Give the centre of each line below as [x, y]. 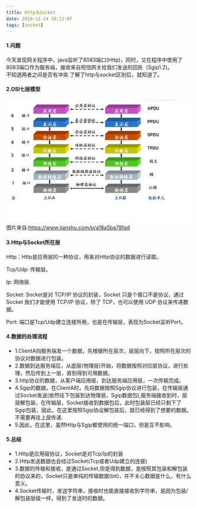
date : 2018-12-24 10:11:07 [39, 19]
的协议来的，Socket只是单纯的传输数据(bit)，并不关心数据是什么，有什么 [103, 476]
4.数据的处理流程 [27, 336]
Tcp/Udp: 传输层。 [29, 269]
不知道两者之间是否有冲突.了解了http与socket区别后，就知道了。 [84, 75]
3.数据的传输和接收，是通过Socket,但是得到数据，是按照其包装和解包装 [101, 469]
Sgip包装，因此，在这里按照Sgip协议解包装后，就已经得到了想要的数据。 [103, 410]
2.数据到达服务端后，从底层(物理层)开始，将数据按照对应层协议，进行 [99, 365]
